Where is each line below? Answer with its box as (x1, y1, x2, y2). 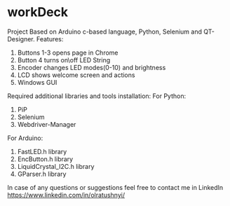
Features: (36, 34, 64, 43)
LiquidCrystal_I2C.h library (17, 162, 95, 170)
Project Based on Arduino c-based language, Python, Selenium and (7, 27, 202, 36)
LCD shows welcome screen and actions (17, 71, 135, 79)
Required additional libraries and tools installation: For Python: (7, 92, 187, 100)
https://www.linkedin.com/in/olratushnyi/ (7, 191, 125, 199)
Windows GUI (17, 78, 57, 86)
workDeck (7, 4, 69, 20)
